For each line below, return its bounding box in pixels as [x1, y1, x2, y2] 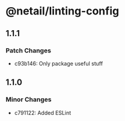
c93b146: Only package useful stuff [14, 60, 103, 67]
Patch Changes [5, 46, 52, 55]
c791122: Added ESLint [14, 109, 72, 116]
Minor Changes [5, 95, 52, 104]
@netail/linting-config [5, 4, 120, 18]
